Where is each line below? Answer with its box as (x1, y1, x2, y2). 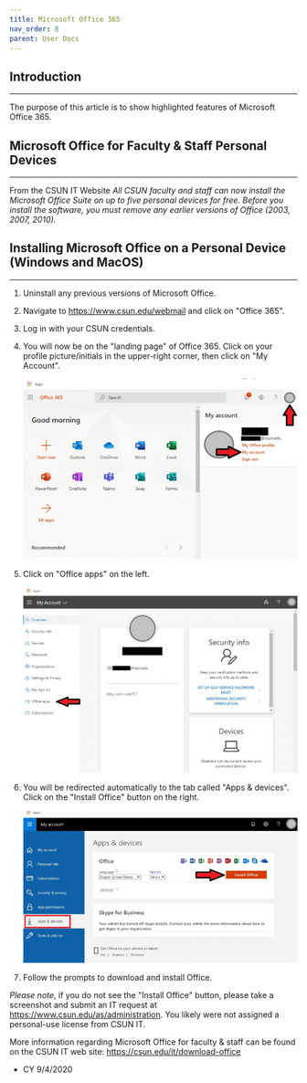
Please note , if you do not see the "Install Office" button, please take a (9, 989, 274, 1000)
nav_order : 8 (9, 24, 59, 34)
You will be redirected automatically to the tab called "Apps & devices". (22, 782, 290, 793)
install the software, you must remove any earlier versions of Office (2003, (9, 205, 291, 215)
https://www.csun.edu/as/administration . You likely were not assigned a (9, 1009, 280, 1020)
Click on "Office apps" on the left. (22, 568, 150, 579)
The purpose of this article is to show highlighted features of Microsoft (9, 101, 276, 113)
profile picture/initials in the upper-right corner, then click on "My (22, 350, 269, 361)
